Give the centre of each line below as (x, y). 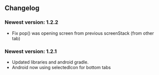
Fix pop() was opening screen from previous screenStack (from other (83, 33)
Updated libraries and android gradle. (50, 62)
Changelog (22, 8)
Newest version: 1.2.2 (32, 22)
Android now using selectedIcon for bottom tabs (61, 67)
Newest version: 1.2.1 (31, 51)
